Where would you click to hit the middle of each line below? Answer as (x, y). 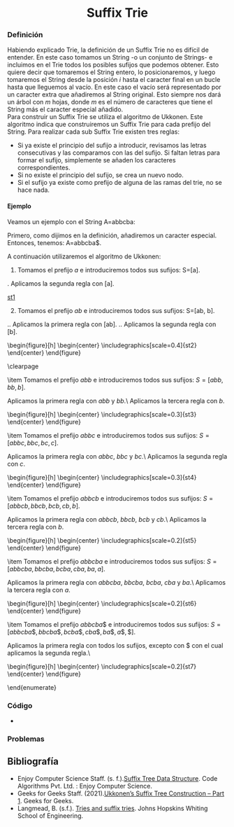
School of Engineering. (50, 815)
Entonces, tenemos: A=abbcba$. (54, 242)
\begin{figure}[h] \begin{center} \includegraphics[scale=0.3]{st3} (102, 414)
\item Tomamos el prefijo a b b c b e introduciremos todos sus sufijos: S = (110, 498)
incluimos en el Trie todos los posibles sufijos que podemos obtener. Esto (113, 65)
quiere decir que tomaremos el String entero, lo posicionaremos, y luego (111, 72)
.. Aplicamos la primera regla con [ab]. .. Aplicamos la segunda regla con (112, 324)
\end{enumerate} (32, 687)
